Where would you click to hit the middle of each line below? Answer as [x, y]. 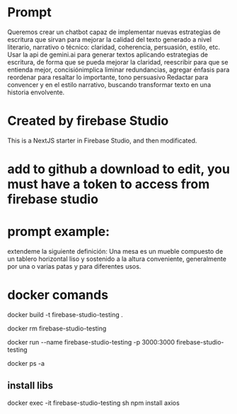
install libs [30, 386]
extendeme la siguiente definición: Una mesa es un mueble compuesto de [115, 251]
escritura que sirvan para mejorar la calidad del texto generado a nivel [110, 39]
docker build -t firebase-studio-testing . [65, 314]
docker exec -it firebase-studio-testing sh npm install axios [94, 403]
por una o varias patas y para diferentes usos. [74, 266]
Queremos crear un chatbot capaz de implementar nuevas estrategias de [114, 32]
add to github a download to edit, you [118, 169]
